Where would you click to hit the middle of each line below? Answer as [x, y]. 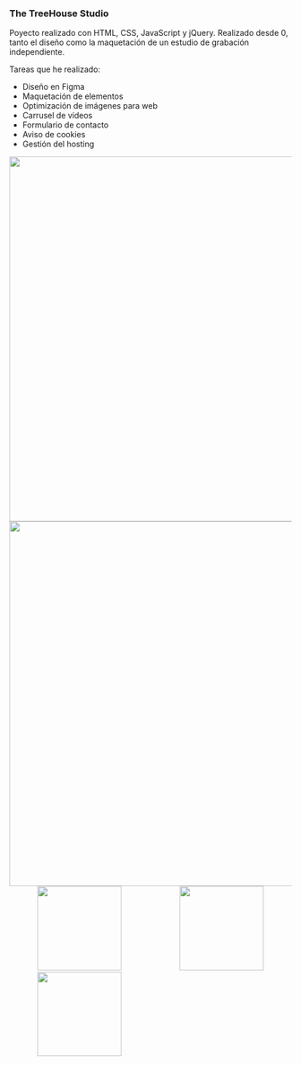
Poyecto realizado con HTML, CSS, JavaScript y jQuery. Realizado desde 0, [149, 33]
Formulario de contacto [65, 125]
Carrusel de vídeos [57, 116]
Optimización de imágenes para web [90, 106]
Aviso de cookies [54, 135]
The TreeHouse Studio [59, 13]
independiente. [37, 52]
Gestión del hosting [58, 144]
